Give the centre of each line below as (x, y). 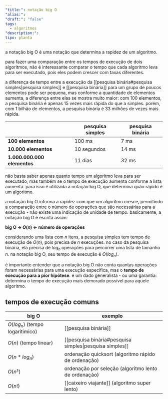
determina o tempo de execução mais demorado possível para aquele (77, 281)
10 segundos (90, 149)
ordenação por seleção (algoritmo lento (111, 368)
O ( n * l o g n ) (21, 357)
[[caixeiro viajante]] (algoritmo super (107, 383)
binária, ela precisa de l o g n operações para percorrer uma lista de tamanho (83, 248)
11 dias (83, 160)
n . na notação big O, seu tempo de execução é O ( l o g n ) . (62, 255)
